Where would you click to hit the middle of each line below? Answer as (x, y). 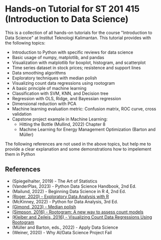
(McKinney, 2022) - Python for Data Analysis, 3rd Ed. (65, 201)
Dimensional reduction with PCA (44, 104)
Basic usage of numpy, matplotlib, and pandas (58, 57)
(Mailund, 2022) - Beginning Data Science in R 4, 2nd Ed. (69, 191)
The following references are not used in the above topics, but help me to (78, 144)
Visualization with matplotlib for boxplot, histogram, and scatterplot (79, 62)
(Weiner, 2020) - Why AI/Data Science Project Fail (62, 232)
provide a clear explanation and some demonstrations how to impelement (78, 149)
